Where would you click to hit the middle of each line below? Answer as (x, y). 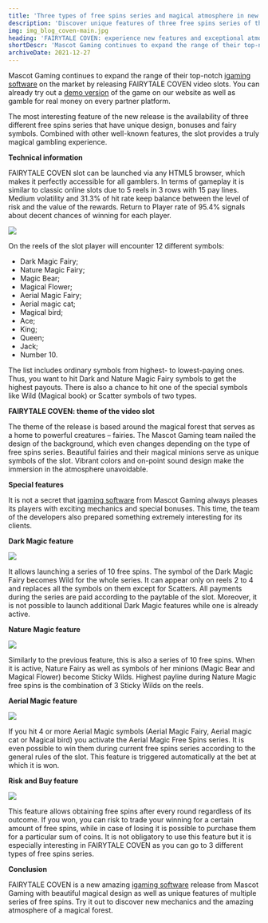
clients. (20, 525)
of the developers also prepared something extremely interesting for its (125, 517)
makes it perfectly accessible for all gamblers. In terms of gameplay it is (126, 181)
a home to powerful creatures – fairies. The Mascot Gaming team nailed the (132, 435)
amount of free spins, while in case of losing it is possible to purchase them (132, 828)
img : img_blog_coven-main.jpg (59, 30)
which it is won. (34, 765)
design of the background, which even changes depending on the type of (129, 444)
